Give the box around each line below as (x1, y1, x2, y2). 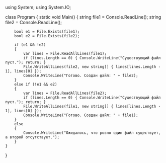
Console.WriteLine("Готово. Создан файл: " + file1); (23, 113, 138, 118)
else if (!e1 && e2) (14, 82, 57, 87)
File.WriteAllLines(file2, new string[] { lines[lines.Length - (23, 64, 161, 69)
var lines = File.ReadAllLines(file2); (23, 91, 107, 96)
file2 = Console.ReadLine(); (5, 20, 62, 25)
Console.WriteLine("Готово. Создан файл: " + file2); (23, 73, 138, 78)
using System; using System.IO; (5, 5, 71, 10)
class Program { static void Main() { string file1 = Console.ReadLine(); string (5, 14, 161, 20)
